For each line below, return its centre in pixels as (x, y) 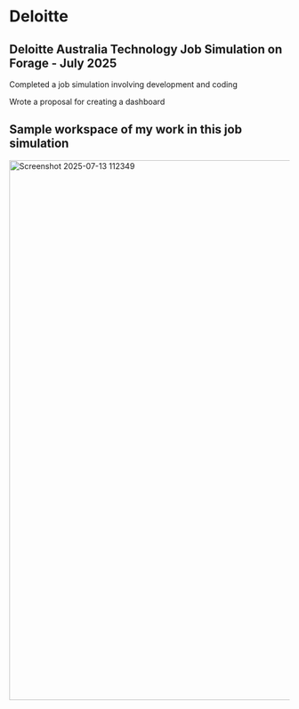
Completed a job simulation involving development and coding (123, 85)
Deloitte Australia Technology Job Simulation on (146, 49)
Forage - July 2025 (63, 63)
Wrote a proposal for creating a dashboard (87, 101)
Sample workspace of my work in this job (126, 129)
